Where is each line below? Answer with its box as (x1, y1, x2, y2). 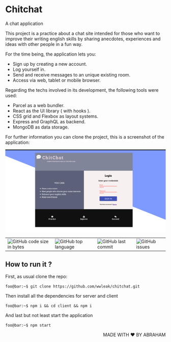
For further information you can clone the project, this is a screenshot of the (5, 134, 164, 140)
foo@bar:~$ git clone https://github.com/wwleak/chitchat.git (5, 284, 140, 289)
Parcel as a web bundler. (12, 102, 65, 108)
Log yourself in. (12, 66, 46, 72)
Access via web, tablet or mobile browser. (12, 77, 101, 83)
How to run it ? (5, 260, 52, 269)
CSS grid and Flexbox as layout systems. (12, 113, 98, 119)
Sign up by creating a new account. (12, 61, 88, 67)
